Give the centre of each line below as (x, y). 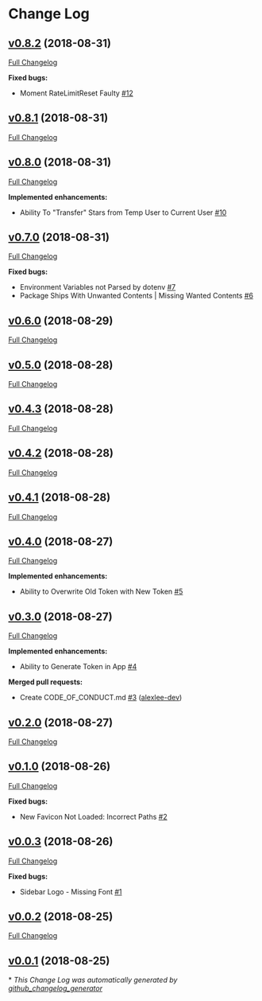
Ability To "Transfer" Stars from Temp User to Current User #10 (123, 212)
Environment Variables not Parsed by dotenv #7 (98, 287)
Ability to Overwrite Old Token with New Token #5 (101, 592)
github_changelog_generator (56, 988)
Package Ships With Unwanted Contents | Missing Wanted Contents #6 (137, 296)
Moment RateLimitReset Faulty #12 (76, 93)
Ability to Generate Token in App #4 (78, 667)
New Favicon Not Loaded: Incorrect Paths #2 (94, 816)
